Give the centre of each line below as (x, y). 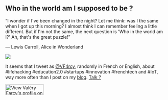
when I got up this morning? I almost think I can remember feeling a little (81, 26)
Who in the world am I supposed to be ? (69, 8)
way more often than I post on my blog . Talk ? (53, 77)
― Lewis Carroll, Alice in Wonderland (44, 47)
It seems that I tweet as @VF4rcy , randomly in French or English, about (80, 66)
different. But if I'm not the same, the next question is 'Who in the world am (84, 31)
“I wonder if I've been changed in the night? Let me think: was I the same (82, 20)
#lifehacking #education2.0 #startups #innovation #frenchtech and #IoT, (82, 71)
